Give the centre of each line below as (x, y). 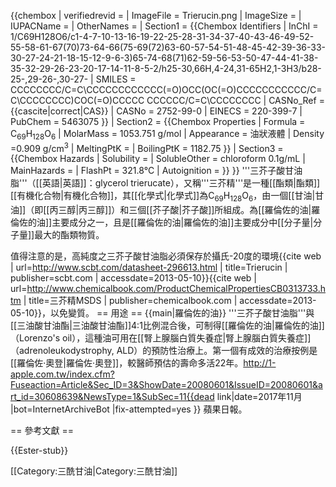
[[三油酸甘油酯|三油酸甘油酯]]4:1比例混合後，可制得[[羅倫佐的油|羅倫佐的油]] (167, 326)
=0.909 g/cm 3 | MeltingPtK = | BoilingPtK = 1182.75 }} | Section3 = (147, 147)
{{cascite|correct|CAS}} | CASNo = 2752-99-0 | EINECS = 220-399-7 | (156, 111)
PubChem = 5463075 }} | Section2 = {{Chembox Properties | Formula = (158, 121)
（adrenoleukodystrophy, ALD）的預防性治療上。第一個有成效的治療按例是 (164, 351)
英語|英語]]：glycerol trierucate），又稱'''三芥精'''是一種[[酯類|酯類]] (181, 183)
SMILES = (116, 79)
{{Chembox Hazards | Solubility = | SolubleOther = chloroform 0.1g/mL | (158, 159)
